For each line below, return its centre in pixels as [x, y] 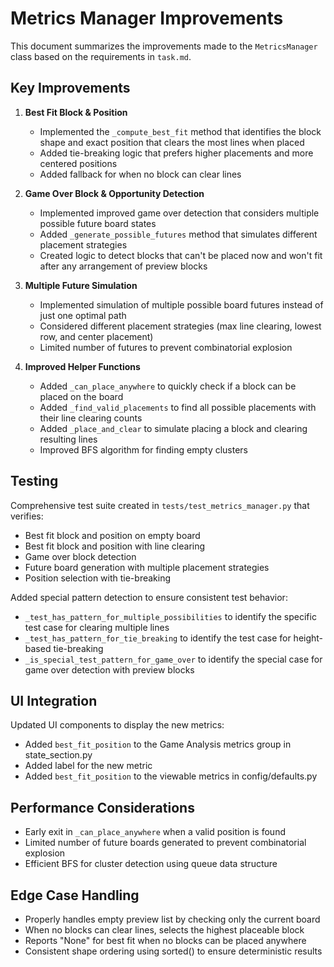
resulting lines [68, 439]
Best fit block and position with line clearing [115, 546]
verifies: [27, 516]
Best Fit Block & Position [76, 112]
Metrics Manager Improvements [147, 18]
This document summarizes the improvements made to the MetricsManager [164, 46]
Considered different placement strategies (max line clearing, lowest [180, 326]
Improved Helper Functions [82, 366]
